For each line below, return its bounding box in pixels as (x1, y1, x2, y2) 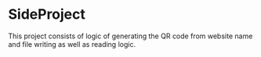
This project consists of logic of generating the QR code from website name (8, 31, 253, 41)
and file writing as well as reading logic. (8, 39, 136, 48)
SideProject (8, 5, 86, 23)
